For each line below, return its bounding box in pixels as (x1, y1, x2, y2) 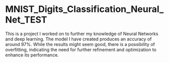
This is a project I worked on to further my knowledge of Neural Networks (5, 30, 158, 36)
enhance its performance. (5, 51, 59, 58)
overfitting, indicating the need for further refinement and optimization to (5, 46, 156, 52)
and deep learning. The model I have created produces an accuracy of (5, 36, 152, 42)
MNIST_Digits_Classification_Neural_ (5, 3, 164, 15)
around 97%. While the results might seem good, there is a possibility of (5, 41, 155, 47)
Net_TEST (5, 14, 47, 25)
